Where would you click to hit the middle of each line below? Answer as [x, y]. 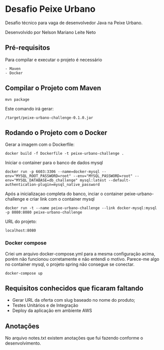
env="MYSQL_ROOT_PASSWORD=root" [38, 176]
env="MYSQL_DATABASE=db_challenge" [41, 180]
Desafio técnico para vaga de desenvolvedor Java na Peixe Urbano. [74, 23]
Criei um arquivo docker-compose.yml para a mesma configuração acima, [80, 254]
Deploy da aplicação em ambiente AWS [52, 311]
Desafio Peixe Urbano [50, 9]
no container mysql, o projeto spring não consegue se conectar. [70, 264]
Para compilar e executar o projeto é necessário [54, 60]
